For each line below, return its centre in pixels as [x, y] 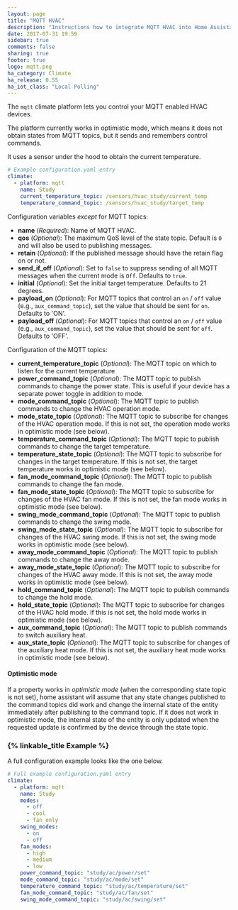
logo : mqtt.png [30, 67]
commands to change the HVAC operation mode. [89, 408]
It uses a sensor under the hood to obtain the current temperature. [104, 157]
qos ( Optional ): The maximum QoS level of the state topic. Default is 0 [119, 238]
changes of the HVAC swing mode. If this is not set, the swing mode [117, 537]
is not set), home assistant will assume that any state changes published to [117, 697]
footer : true [27, 60]
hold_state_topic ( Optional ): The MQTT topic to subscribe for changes [121, 605]
